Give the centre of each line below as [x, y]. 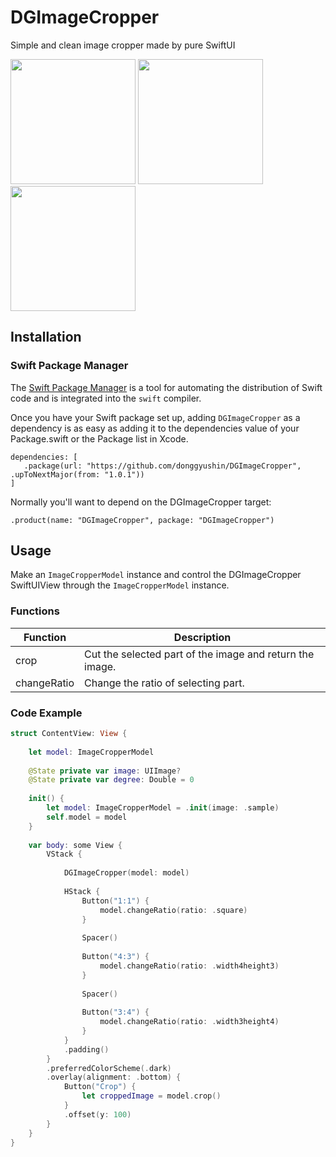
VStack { [64, 854]
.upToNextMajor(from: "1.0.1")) [77, 474]
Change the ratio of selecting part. [164, 683]
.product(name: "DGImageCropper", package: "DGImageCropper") [142, 520]
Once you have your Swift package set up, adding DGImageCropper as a [155, 417]
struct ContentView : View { [69, 734]
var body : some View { [75, 845]
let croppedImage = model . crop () [151, 1096]
